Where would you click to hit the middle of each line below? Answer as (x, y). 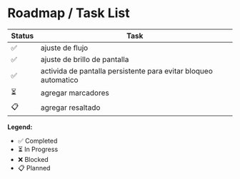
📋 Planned (34, 168)
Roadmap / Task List (69, 13)
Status (22, 36)
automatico (59, 80)
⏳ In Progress (38, 149)
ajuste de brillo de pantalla (85, 59)
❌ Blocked (33, 159)
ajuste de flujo (64, 48)
